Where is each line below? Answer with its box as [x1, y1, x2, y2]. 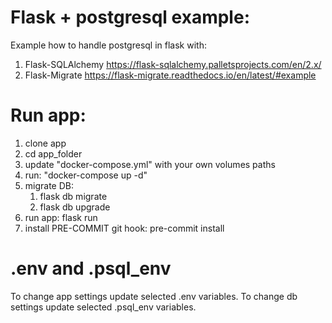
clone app [24, 137, 67, 149]
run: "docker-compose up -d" [24, 169, 148, 181]
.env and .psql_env [10, 257, 172, 280]
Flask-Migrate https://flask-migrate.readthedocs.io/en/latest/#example [24, 69, 317, 81]
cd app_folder [24, 147, 83, 160]
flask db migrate [39, 190, 108, 202]
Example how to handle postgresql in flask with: [10, 39, 207, 51]
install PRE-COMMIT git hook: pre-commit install [24, 222, 225, 234]
